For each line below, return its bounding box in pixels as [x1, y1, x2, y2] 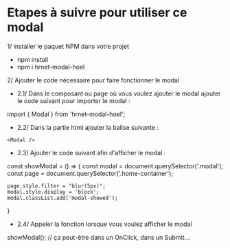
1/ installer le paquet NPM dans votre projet [7, 42, 129, 50]
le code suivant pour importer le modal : [16, 96, 130, 104]
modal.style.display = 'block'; [7, 188, 100, 195]
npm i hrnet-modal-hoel [16, 63, 85, 71]
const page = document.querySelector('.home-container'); [7, 169, 174, 177]
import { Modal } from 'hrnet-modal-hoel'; [7, 110, 126, 118]
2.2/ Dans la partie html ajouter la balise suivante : [16, 123, 159, 131]
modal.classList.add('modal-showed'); [7, 194, 118, 201]
